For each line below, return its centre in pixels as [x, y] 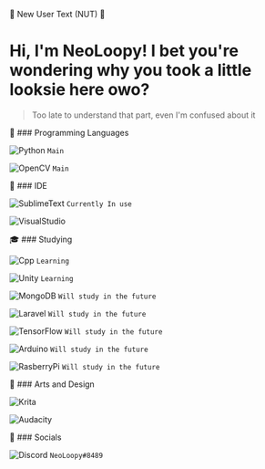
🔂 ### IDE [28, 185]
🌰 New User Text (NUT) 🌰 [57, 14]
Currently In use [99, 204]
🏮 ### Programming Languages [69, 132]
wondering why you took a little [131, 71]
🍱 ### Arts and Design [52, 384]
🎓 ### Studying [41, 239]
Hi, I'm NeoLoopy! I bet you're [124, 51]
